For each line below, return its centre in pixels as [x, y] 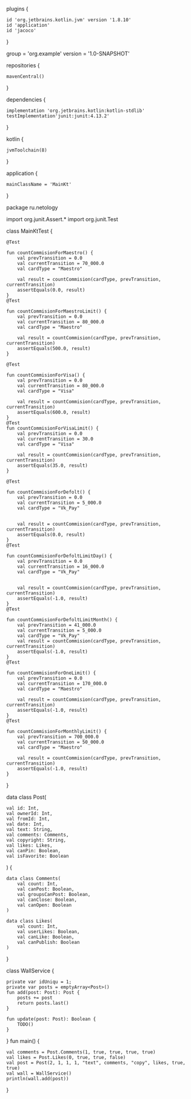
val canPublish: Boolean [49, 942]
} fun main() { [23, 1041]
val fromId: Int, [28, 819]
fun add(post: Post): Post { [43, 993]
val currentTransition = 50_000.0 [61, 742]
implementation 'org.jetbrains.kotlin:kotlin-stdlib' [76, 111]
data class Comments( [34, 878]
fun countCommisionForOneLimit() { [51, 673]
